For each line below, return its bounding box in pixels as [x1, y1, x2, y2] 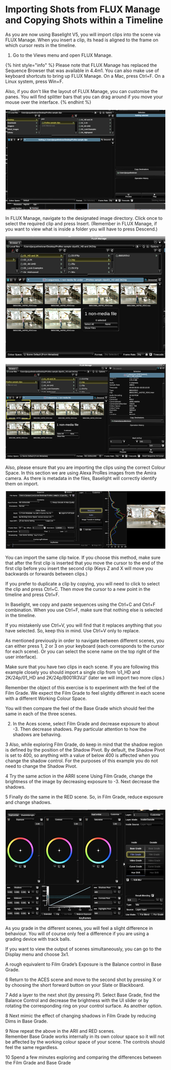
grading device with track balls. [5, 936, 71, 942]
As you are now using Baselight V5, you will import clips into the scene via [5, 31, 161, 37]
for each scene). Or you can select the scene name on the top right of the [5, 648, 160, 655]
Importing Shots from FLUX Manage [5, 4, 160, 15]
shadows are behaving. [12, 732, 62, 738]
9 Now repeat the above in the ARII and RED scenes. [5, 1028, 116, 1034]
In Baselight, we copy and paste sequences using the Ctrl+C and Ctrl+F [5, 602, 156, 608]
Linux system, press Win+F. [5, 78, 64, 84]
